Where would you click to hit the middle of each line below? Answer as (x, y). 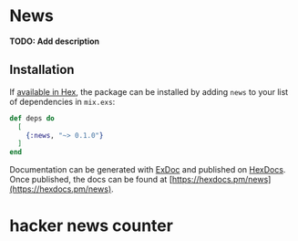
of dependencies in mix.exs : (62, 101)
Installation (42, 70)
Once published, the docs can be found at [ (91, 180)
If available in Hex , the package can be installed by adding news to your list (149, 91)
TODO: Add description (55, 41)
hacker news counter (91, 226)
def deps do (32, 118)
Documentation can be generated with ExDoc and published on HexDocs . (148, 170)
